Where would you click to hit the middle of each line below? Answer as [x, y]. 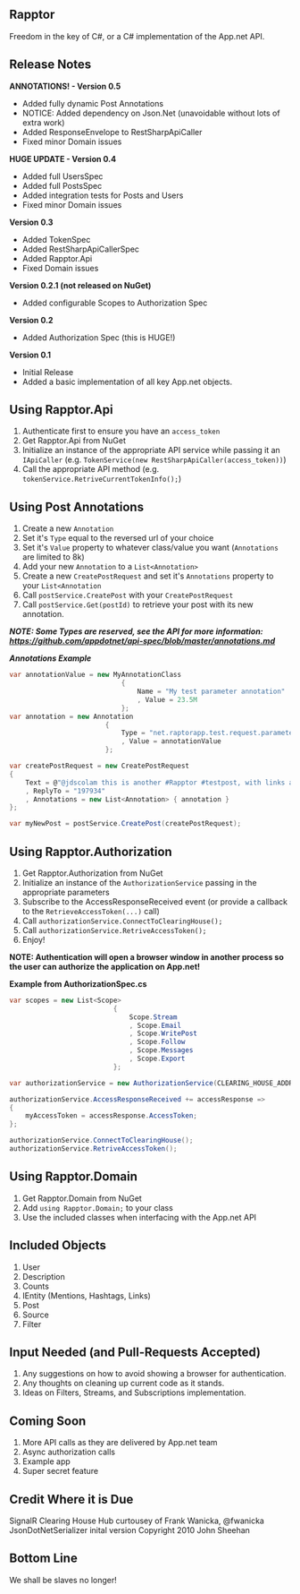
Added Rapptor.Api [57, 258]
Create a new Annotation [68, 528]
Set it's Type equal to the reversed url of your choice [118, 538]
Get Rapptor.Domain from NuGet [82, 1198]
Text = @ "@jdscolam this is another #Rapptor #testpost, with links [155, 783]
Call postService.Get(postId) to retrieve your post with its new [137, 604]
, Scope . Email [155, 1025]
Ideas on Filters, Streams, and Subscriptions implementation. [134, 1393]
